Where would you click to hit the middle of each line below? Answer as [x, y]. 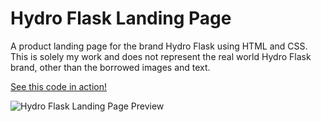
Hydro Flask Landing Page [121, 18]
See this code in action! [59, 86]
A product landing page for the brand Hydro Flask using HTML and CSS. [159, 46]
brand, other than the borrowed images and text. [110, 67]
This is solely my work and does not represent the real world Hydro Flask [161, 56]
